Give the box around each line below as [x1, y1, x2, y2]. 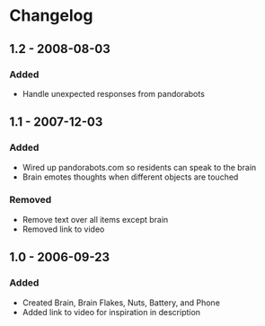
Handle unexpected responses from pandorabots [22, 88, 205, 99]
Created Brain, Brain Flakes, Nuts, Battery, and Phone [22, 297, 220, 308]
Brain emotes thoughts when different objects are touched [22, 172, 239, 182]
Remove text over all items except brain [22, 214, 169, 225]
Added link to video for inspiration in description [22, 306, 200, 317]
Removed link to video [22, 224, 105, 234]
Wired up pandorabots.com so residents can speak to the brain [22, 162, 257, 172]
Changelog [9, 5, 93, 26]
